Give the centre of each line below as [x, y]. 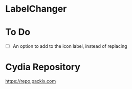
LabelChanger [36, 9]
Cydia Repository [43, 67]
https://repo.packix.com [31, 81]
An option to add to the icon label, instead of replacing [70, 46]
